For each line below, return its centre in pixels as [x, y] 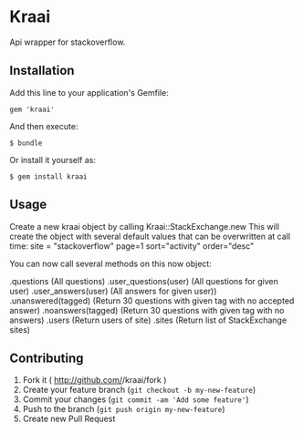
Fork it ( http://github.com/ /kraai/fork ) [94, 380]
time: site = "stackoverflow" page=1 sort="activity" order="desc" [132, 246]
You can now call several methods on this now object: [110, 263]
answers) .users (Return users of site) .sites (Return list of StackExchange [148, 320]
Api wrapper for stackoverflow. [68, 42]
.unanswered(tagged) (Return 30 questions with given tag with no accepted [152, 300]
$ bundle [26, 143]
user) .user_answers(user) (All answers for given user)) [113, 291]
